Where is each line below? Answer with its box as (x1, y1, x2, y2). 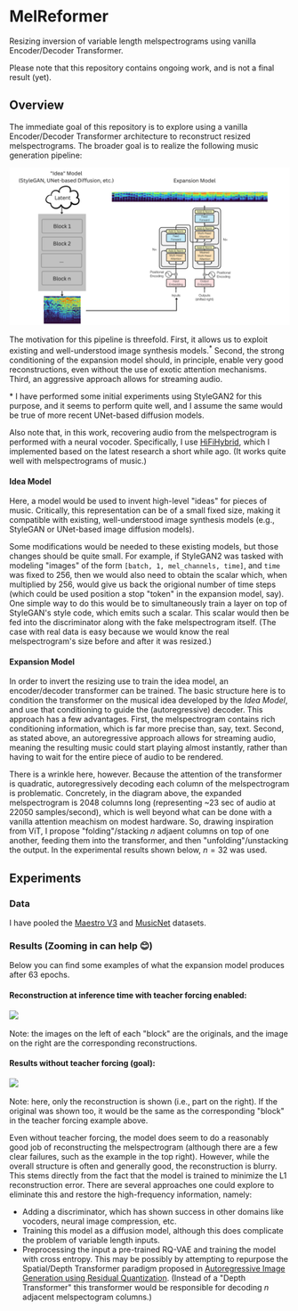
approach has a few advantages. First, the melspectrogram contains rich (9, 714, 276, 725)
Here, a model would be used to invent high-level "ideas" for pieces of (9, 496, 268, 507)
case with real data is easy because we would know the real (9, 626, 230, 638)
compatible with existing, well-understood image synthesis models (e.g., (9, 515, 276, 525)
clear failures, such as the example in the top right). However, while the (9, 1151, 270, 1161)
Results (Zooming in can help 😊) (9, 940, 153, 952)
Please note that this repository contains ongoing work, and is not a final (9, 62, 275, 73)
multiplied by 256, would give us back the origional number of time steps (9, 579, 277, 590)
